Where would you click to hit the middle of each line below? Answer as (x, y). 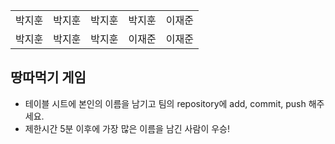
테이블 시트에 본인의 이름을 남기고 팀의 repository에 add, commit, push (165, 103)
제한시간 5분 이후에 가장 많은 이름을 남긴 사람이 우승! (127, 128)
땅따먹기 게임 (48, 77)
